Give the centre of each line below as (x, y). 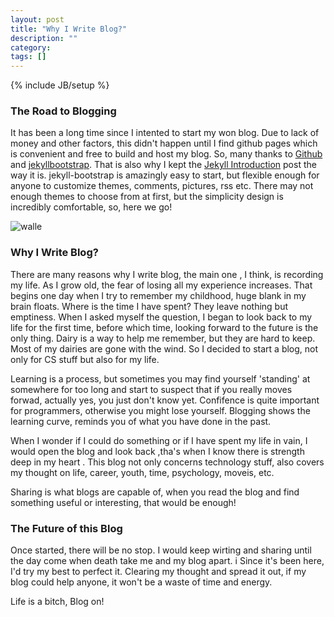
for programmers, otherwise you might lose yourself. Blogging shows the (160, 410)
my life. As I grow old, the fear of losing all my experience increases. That (161, 285)
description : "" (44, 38)
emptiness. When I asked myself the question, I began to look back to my (161, 317)
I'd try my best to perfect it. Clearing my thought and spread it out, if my (158, 572)
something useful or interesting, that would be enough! (123, 502)
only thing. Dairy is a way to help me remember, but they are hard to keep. (163, 338)
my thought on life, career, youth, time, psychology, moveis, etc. (142, 472)
